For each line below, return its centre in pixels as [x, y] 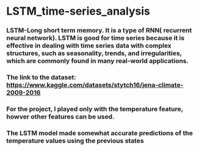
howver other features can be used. [60, 116]
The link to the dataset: [41, 78]
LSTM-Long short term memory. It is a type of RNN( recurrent [99, 31]
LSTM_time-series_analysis [78, 11]
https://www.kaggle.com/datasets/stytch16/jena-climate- [95, 85]
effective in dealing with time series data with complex [89, 46]
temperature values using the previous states [75, 141]
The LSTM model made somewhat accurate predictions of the [100, 133]
